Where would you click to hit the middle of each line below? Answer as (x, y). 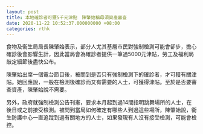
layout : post (23, 12)
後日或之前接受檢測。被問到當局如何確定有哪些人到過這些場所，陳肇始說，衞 (101, 110)
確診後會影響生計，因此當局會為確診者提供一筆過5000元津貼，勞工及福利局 (100, 54)
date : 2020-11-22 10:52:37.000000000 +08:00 (63, 23)
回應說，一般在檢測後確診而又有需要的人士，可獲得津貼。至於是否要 (107, 82)
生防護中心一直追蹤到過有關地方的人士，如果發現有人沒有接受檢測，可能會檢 (101, 118)
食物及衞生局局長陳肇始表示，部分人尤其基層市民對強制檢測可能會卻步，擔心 (101, 46)
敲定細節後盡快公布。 (33, 62)
